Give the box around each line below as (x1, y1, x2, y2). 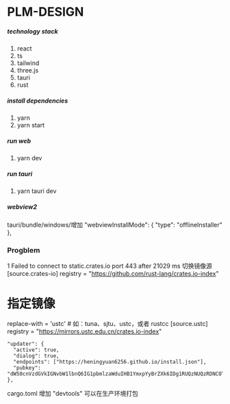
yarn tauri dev (16, 187, 57, 195)
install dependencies (7, 97, 68, 105)
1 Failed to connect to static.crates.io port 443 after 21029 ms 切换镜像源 (7, 262, 212, 270)
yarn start (16, 121, 45, 129)
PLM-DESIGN (7, 4, 84, 20)
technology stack (7, 27, 58, 35)
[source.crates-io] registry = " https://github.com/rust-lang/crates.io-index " (7, 270, 219, 278)
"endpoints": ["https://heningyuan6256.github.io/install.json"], (13, 359, 207, 366)
